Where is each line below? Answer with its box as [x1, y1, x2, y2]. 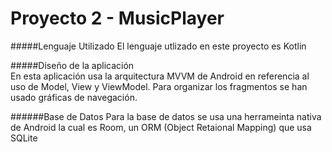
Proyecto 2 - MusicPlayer [10, 7, 225, 30]
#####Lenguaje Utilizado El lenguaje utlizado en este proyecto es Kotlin [10, 40, 307, 52]
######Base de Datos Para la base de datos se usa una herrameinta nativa [10, 110, 322, 122]
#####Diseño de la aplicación [10, 59, 135, 71]
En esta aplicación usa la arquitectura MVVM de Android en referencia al [10, 70, 310, 82]
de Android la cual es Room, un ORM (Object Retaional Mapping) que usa [10, 121, 312, 133]
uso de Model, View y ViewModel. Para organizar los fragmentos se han [10, 80, 308, 92]
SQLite [10, 132, 38, 144]
